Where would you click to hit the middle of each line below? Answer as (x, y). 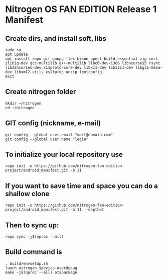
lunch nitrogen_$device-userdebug (41, 268)
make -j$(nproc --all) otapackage (41, 272)
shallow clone (27, 194)
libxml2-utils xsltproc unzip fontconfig (58, 72)
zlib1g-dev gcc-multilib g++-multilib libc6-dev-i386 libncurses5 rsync (83, 63)
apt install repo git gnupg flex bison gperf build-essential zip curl (81, 59)
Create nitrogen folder (41, 92)
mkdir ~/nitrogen (23, 103)
